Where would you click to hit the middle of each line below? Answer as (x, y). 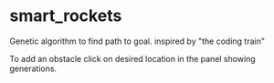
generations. (33, 68)
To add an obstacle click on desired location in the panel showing (132, 58)
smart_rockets (66, 16)
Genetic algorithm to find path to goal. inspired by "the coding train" (137, 41)
